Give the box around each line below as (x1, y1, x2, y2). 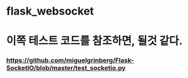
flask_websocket (6, 4, 94, 18)
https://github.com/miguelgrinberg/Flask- (6, 56, 134, 65)
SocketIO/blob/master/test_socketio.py (6, 64, 126, 73)
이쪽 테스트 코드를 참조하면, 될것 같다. (6, 34, 183, 48)
